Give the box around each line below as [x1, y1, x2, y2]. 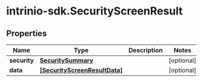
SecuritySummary [39, 56, 94, 65]
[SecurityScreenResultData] [39, 66, 123, 74]
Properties [6, 28, 47, 39]
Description [128, 46, 163, 54]
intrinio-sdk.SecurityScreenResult [6, 4, 183, 18]
